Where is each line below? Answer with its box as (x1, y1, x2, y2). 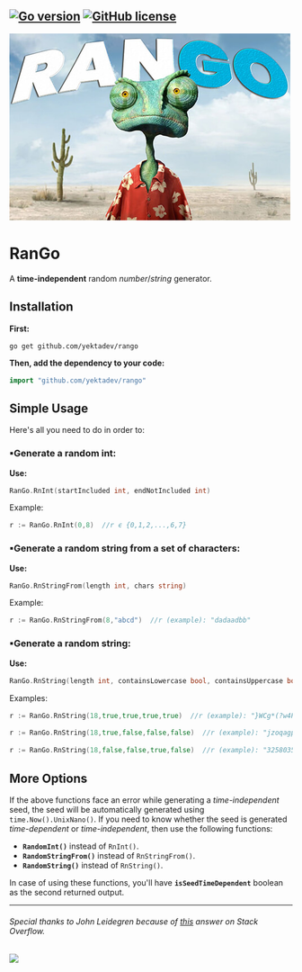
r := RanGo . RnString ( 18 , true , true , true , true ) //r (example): (9, 711, 247, 720)
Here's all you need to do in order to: (9, 425, 146, 436)
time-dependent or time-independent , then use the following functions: (9, 823, 273, 833)
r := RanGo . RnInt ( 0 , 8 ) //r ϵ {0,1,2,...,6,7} (9, 521, 187, 530)
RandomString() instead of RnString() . (22, 859, 164, 870)
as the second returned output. (9, 886, 125, 897)
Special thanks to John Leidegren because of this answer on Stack (9, 915, 259, 927)
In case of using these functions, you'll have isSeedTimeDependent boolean (9, 877, 284, 887)
